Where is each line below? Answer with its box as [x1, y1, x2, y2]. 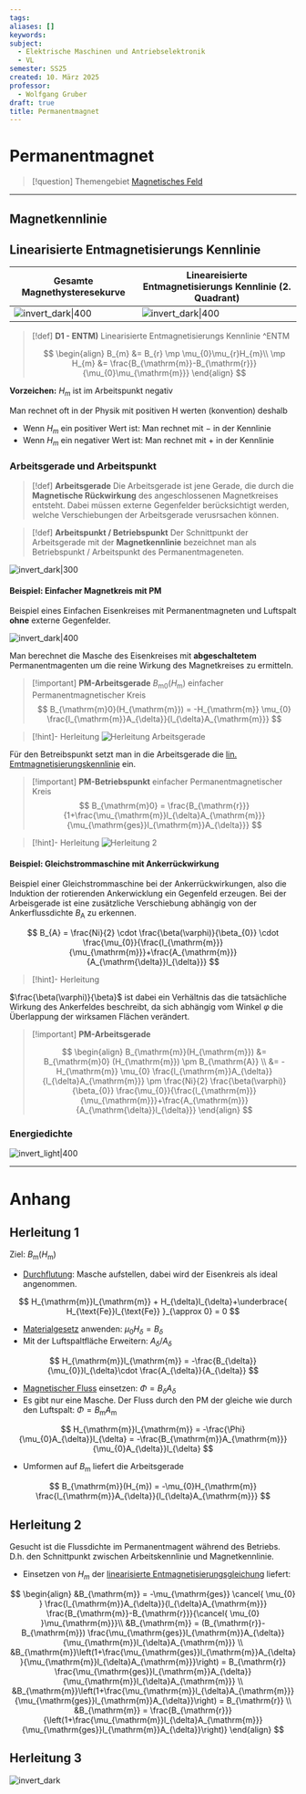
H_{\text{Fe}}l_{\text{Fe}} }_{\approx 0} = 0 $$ [66, 1306, 240, 1317]
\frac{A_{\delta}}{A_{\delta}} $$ [139, 1364, 260, 1375]
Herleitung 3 [9, 1750, 82, 1766]
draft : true [9, 98, 55, 108]
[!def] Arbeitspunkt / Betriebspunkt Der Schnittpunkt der [31, 527, 249, 538]
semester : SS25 [9, 65, 67, 74]
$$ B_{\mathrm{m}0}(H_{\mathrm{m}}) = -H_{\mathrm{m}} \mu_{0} [37, 704, 291, 715]
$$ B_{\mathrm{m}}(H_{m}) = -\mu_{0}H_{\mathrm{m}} [48, 1481, 258, 1492]
